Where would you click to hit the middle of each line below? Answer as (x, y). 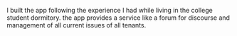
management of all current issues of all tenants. (77, 25)
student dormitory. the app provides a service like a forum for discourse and (118, 18)
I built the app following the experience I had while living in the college (110, 10)
